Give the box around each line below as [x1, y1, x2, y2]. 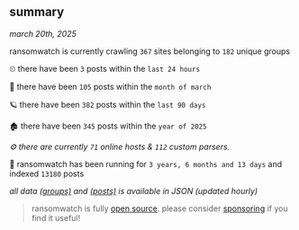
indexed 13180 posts [9, 168, 85, 179]
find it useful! [31, 212, 81, 223]
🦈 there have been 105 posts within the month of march [9, 81, 212, 92]
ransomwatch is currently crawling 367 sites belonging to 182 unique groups [9, 46, 291, 57]
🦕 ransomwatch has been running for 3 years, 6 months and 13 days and [9, 158, 283, 169]
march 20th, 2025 [9, 28, 77, 39]
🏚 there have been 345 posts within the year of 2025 [9, 120, 207, 131]
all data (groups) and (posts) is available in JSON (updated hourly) [9, 185, 258, 196]
